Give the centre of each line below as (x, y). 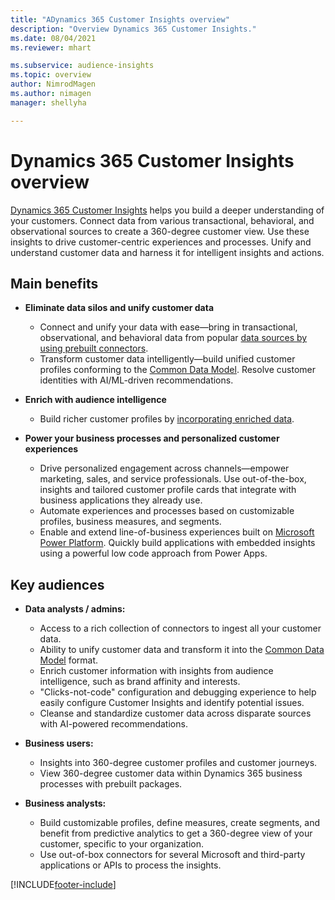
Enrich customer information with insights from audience (156, 671)
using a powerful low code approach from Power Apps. (153, 553)
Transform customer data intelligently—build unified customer (167, 359)
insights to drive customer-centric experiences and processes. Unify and (161, 242)
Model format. (69, 660)
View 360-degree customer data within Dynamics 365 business (171, 773)
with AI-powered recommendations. (113, 724)
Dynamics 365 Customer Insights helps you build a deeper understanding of (167, 210)
